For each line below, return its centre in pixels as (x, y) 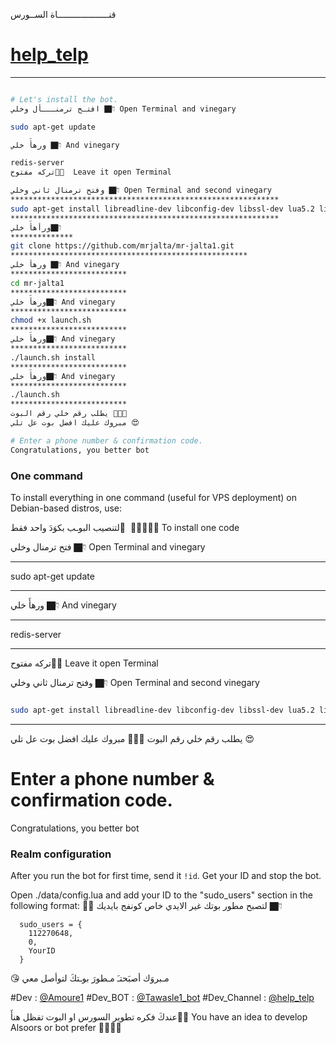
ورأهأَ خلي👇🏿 (36, 227)
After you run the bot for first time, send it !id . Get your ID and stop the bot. (166, 876)
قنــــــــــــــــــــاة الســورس (63, 14)
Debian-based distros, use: (66, 508)
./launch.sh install (53, 357)
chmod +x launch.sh (51, 320)
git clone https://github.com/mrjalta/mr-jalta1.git (122, 246)
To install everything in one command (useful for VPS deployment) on (154, 497)
